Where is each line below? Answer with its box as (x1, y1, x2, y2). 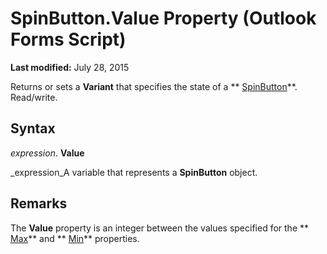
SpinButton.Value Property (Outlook (10, 7, 317, 30)
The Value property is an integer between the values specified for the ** (10, 222, 310, 234)
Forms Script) (10, 28, 127, 51)
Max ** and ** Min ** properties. (10, 232, 140, 244)
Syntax (10, 120, 56, 137)
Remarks (10, 195, 68, 212)
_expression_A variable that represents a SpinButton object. (10, 166, 258, 178)
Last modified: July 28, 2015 (10, 61, 130, 73)
